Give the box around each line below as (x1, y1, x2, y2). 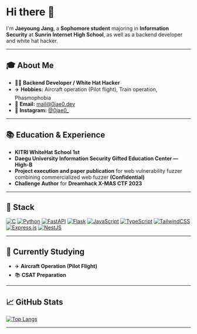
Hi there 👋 (6, 5, 55, 19)
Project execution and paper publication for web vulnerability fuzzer (14, 167, 183, 174)
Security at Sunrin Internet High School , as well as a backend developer (6, 31, 183, 38)
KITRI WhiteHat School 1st (14, 148, 80, 155)
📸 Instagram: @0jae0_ (14, 106, 69, 113)
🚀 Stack (6, 202, 35, 212)
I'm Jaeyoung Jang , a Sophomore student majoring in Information (6, 25, 169, 32)
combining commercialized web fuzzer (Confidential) (14, 173, 145, 181)
